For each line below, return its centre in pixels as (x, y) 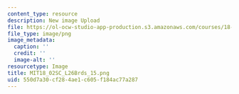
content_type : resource (43, 14)
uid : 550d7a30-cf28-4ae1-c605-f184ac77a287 (73, 80)
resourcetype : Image (38, 66)
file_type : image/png (39, 34)
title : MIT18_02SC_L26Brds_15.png (59, 73)
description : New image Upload (54, 20)
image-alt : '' (34, 60)
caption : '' (32, 47)
